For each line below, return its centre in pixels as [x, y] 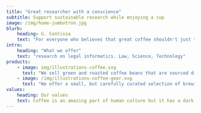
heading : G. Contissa [44, 34]
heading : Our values [42, 95]
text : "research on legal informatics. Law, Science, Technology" [101, 56]
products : [19, 62]
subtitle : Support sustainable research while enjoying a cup [85, 17]
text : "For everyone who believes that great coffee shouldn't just [104, 39]
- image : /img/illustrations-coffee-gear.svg [75, 78]
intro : [14, 45]
